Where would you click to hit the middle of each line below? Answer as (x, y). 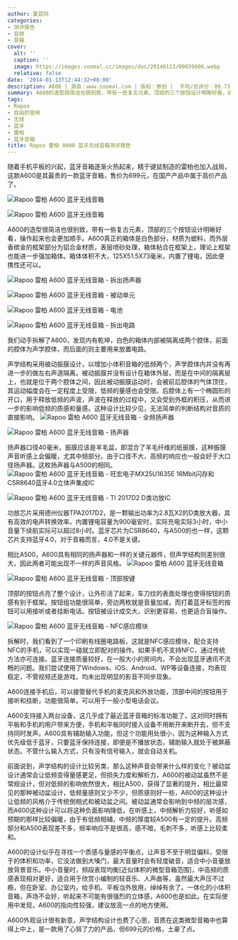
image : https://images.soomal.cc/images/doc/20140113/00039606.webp (117, 67)
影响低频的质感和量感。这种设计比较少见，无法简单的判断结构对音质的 (128, 409)
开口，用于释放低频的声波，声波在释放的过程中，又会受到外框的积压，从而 (116, 400)
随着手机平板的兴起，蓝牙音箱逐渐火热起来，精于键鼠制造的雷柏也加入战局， (119, 166)
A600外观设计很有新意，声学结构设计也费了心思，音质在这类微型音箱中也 (115, 920)
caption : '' (32, 60)
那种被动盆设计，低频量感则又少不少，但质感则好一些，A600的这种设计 (124, 793)
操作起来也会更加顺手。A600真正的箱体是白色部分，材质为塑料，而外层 (124, 239)
